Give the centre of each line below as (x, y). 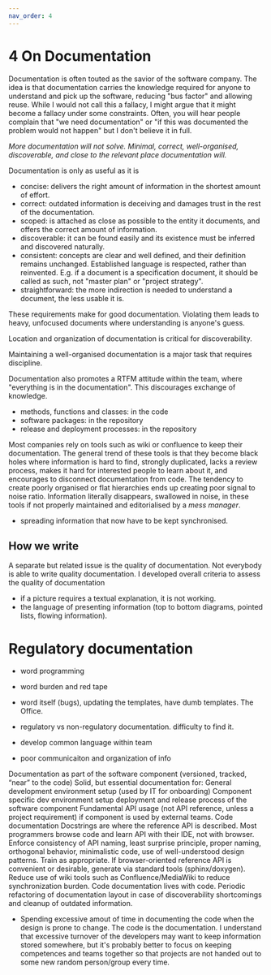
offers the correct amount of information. (89, 229)
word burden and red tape (64, 687)
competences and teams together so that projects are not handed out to (141, 954)
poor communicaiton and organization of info (96, 758)
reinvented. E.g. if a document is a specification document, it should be (139, 272)
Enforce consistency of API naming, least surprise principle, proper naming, (135, 843)
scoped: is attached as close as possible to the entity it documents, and (140, 221)
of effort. (35, 195)
